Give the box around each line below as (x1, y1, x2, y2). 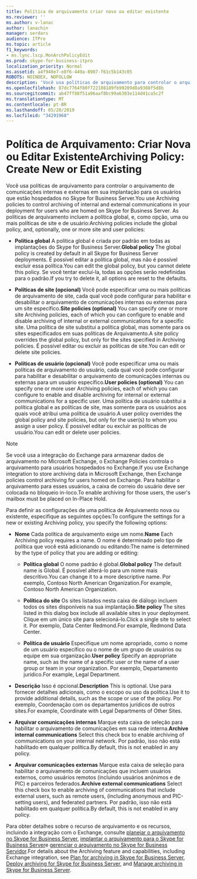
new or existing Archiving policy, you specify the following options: (6, 519, 168, 526)
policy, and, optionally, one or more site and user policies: (6, 226, 145, 233)
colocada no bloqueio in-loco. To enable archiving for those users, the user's (6, 489, 191, 496)
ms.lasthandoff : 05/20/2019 (6, 107, 75, 113)
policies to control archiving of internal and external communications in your (6, 201, 190, 208)
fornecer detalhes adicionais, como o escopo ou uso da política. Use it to (14, 689, 190, 696)
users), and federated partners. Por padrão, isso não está (32, 799, 172, 806)
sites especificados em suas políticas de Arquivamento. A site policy (14, 330, 179, 337)
